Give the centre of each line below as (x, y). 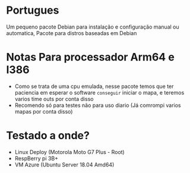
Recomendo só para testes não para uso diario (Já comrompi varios (98, 105)
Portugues (33, 10)
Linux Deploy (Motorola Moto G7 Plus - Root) (69, 152)
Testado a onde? (48, 136)
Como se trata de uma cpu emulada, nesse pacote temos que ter (94, 86)
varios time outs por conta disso (54, 99)
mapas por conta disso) (44, 111)
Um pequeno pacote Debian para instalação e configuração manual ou (93, 27)
